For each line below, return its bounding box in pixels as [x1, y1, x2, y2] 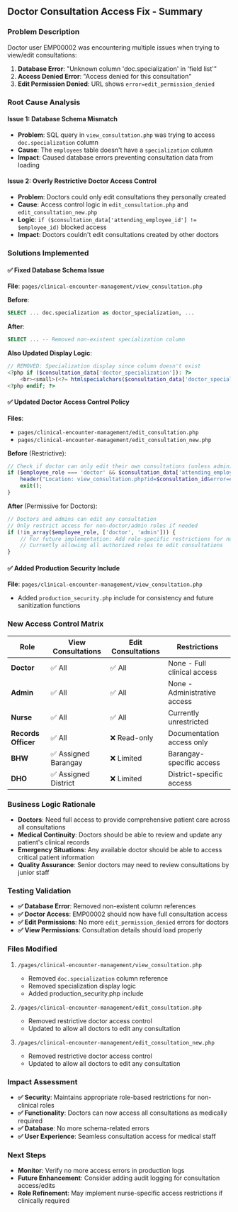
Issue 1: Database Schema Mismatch [7, 115, 118, 123]
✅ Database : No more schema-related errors [17, 1124, 150, 1133]
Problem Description [7, 27, 80, 37]
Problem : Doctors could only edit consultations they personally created [17, 193, 227, 202]
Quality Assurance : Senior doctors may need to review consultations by [17, 861, 229, 869]
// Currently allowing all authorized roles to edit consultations [20, 542, 223, 549]
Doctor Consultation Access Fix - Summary [7, 6, 203, 18]
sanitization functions [17, 601, 81, 610]
